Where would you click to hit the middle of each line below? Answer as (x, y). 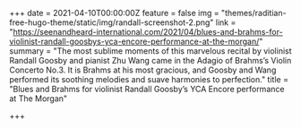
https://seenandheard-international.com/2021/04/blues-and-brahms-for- (148, 32)
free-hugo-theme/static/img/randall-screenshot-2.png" (112, 22)
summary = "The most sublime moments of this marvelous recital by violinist (151, 51)
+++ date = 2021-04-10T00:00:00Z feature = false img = (114, 13)
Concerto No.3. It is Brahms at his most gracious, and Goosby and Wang (143, 70)
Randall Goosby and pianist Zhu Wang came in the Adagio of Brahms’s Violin (150, 60)
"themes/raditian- (254, 13)
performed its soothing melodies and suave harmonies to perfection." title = (149, 79)
